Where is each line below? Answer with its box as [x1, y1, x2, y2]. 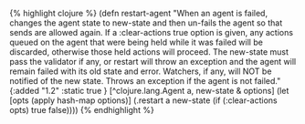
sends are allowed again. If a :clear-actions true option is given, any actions [9, 27, 294, 37]
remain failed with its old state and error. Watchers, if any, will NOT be [9, 66, 272, 77]
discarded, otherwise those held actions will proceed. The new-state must [9, 46, 289, 57]
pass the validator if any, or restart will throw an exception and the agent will [9, 57, 297, 67]
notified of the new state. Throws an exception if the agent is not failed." [9, 76, 281, 86]
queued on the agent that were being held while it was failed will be [9, 36, 263, 47]
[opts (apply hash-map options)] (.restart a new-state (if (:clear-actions [9, 95, 278, 106]
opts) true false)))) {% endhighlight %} [9, 105, 155, 115]
